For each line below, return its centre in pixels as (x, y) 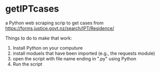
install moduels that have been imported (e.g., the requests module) (84, 53)
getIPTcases (32, 9)
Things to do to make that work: (39, 38)
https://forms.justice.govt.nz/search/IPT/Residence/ (60, 28)
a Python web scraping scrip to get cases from (54, 23)
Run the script (27, 64)
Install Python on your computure (48, 48)
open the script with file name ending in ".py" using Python (74, 58)
